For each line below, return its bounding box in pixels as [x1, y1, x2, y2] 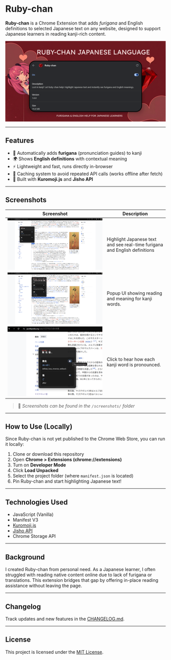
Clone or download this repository [12, 451, 84, 457]
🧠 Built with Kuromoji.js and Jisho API [12, 176, 93, 182]
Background [5, 553, 45, 561]
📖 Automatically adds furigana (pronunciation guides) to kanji [12, 150, 142, 156]
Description [122, 210, 148, 217]
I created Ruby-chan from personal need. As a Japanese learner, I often [5, 567, 156, 573]
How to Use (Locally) [5, 422, 73, 431]
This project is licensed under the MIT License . [5, 649, 104, 655]
